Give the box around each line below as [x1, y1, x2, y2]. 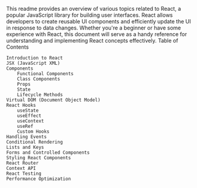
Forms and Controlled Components [6, 150, 90, 156]
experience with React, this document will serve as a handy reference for [6, 31, 187, 38]
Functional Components [17, 71, 74, 77]
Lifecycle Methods [17, 92, 63, 98]
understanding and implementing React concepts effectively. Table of [6, 37, 178, 44]
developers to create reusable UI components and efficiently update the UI [6, 18, 191, 25]
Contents [6, 43, 29, 50]
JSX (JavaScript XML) [6, 60, 61, 66]
